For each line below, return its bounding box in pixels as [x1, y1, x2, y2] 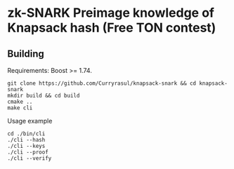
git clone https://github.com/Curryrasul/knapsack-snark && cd [7, 80, 197, 87]
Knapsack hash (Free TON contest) [7, 20, 216, 36]
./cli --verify [7, 155, 52, 162]
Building [7, 48, 44, 60]
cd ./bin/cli [7, 130, 46, 137]
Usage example [7, 117, 53, 125]
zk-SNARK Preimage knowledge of [7, 5, 214, 21]
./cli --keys [7, 142, 46, 149]
